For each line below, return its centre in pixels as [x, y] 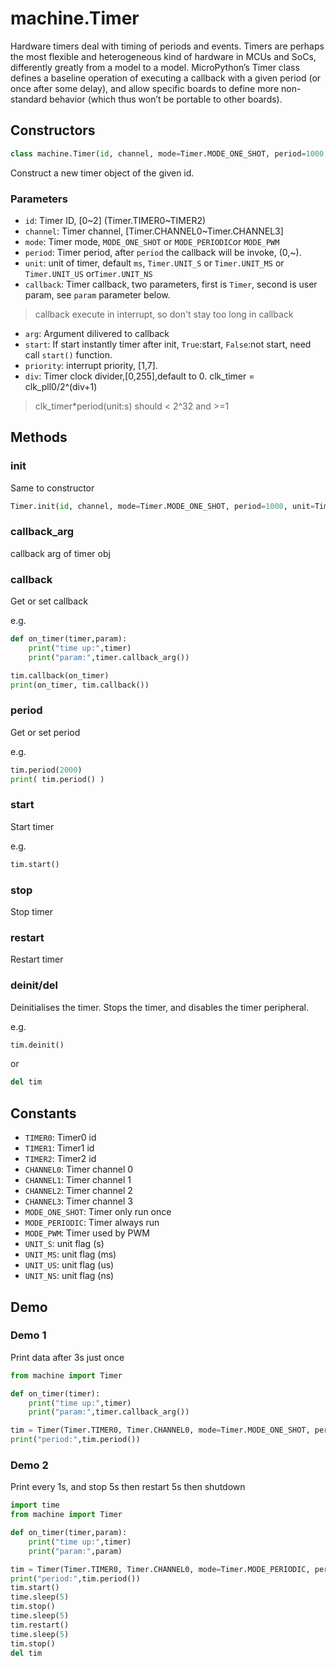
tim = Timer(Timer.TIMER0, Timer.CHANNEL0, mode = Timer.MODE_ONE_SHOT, [160, 1430]
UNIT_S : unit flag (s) [64, 1244]
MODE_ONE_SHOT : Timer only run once [98, 1212]
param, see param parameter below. [97, 294]
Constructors [53, 130]
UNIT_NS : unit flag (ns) [69, 1276]
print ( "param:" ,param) [75, 1551]
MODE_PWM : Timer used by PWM [87, 1233]
